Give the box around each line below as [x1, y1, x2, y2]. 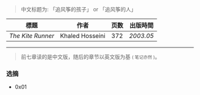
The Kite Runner [9, 32, 55, 40]
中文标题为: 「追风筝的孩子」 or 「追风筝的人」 [20, 6, 137, 12]
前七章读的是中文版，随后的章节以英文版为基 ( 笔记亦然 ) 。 [20, 53, 161, 60]
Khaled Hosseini [60, 32, 106, 40]
